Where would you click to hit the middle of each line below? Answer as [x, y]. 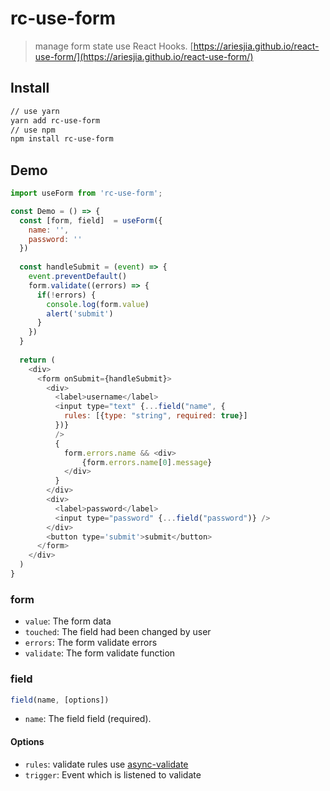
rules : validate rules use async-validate [106, 764]
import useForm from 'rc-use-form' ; [86, 193]
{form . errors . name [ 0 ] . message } [147, 462]
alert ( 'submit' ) [80, 313]
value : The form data [68, 621]
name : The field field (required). [88, 719]
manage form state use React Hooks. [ [114, 46]
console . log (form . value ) [98, 304]
